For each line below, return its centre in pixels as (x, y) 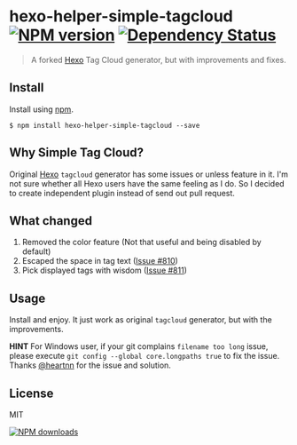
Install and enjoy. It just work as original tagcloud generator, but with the (141, 320)
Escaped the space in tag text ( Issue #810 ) (100, 261)
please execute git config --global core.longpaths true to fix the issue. (145, 356)
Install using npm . (41, 109)
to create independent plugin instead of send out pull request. (122, 193)
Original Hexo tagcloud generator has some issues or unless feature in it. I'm (149, 174)
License (31, 393)
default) (36, 251)
